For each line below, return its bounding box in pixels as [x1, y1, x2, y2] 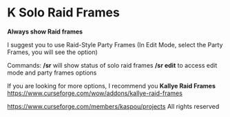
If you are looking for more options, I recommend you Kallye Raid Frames [7, 81, 216, 90]
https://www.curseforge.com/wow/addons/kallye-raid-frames [7, 89, 182, 97]
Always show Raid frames [7, 27, 83, 36]
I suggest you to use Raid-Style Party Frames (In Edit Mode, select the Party [7, 40, 223, 49]
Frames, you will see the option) [7, 48, 98, 56]
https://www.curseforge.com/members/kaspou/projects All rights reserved [7, 102, 220, 110]
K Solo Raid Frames [7, 5, 121, 21]
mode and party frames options [7, 68, 97, 77]
